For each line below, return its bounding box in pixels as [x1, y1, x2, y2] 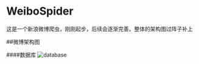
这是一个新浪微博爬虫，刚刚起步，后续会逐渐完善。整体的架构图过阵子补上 [6, 25, 193, 32]
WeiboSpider [6, 4, 74, 18]
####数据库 [6, 51, 37, 59]
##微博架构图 [6, 38, 40, 45]
